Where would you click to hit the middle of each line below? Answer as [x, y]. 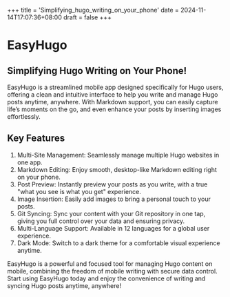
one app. [30, 162]
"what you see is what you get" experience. [79, 191]
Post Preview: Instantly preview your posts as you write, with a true [112, 184]
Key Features [36, 138]
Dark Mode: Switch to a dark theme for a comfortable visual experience [118, 243]
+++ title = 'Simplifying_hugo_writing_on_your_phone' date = [93, 10]
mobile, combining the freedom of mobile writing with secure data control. [113, 271]
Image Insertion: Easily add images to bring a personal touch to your [114, 199]
